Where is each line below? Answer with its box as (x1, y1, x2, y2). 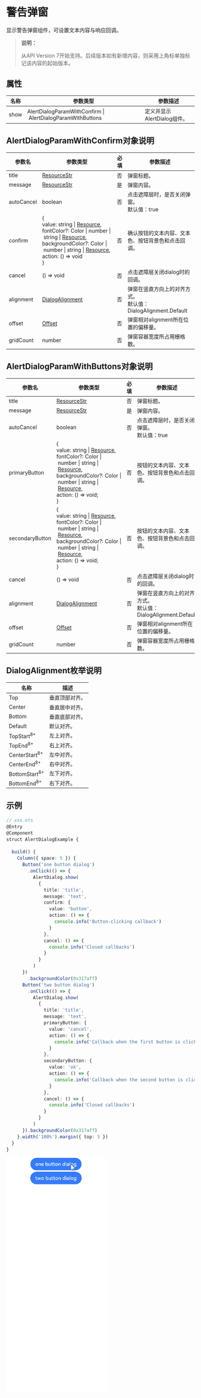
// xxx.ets (6, 817, 33, 823)
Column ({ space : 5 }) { (17, 856, 77, 862)
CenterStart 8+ (8, 751, 44, 758)
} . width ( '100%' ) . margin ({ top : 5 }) (17, 1133, 109, 1140)
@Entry (6, 823, 23, 830)
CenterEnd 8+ (8, 760, 41, 768)
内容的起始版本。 (31, 59, 74, 67)
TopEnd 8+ (8, 740, 34, 749)
